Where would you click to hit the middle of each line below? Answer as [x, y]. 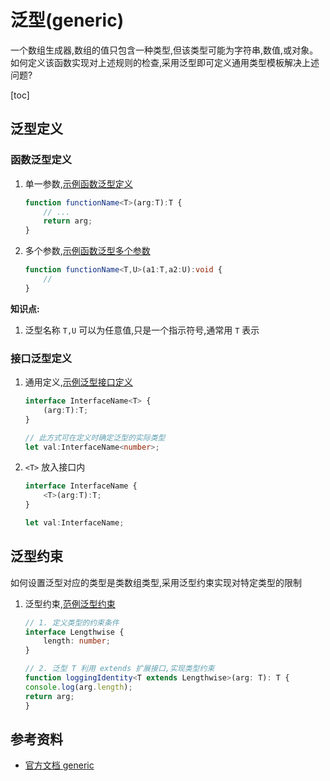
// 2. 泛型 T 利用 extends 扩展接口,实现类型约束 [119, 669]
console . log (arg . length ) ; [78, 687]
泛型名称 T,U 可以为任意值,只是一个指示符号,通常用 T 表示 [142, 330]
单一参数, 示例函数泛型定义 [78, 183]
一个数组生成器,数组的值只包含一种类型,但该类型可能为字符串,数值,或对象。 [164, 50]
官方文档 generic [59, 765]
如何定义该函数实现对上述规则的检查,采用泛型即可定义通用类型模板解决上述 [165, 62]
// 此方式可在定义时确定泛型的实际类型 [95, 437]
